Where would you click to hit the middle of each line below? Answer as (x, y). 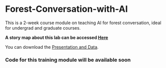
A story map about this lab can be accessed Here (57, 37)
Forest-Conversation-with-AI (66, 9)
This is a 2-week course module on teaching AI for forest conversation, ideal (83, 23)
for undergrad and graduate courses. (43, 28)
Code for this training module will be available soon (68, 60)
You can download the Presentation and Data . (52, 47)
